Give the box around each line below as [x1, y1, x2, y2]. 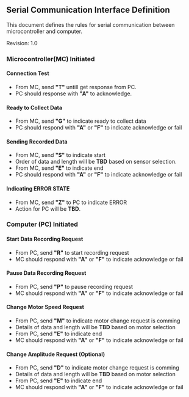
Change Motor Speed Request [6, 304, 84, 311]
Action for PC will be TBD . [15, 205, 81, 213]
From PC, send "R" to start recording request [15, 249, 129, 256]
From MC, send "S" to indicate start [15, 151, 105, 159]
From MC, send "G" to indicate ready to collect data [15, 117, 146, 125]
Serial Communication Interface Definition [6, 5, 170, 15]
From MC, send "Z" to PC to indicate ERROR [15, 198, 127, 206]
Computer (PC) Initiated [6, 220, 78, 228]
